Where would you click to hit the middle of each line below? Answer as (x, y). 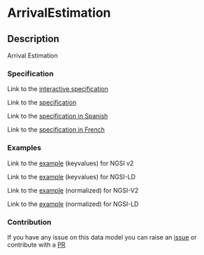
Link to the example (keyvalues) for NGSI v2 (71, 163)
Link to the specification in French (56, 130)
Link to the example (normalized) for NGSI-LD (73, 204)
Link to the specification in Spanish (58, 116)
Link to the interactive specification (58, 89)
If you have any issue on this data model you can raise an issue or (102, 237)
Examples (24, 148)
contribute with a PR (36, 244)
